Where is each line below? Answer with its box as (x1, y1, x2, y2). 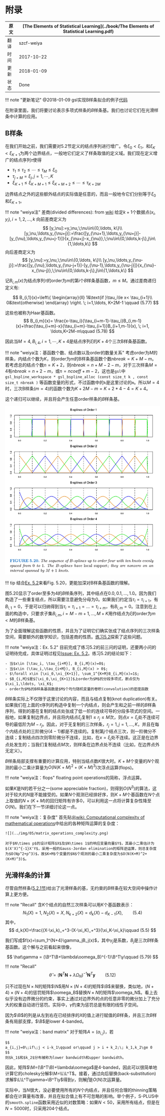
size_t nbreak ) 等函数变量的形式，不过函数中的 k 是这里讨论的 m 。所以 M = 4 (5, 379, 160, 385)
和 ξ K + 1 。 (5, 198, 25, 205)
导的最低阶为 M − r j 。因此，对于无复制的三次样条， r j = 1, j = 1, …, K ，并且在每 (5, 721, 160, 728)
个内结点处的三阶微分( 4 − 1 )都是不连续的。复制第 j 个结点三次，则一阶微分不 (5, 728, 157, 734)
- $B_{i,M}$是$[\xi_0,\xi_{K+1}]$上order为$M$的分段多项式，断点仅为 (5, 677, 140, 681)
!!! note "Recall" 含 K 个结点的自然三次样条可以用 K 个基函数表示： (5, 901, 134, 907)
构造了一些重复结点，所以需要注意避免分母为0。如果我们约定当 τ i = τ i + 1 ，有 (5, 596, 159, 603)
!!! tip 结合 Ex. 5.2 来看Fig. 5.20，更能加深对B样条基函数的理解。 (5, 580, 133, 586)
